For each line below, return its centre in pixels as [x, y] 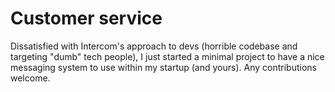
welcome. [30, 78]
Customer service [86, 18]
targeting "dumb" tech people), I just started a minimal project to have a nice [167, 56]
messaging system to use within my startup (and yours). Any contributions [163, 67]
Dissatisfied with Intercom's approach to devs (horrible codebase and [154, 46]
